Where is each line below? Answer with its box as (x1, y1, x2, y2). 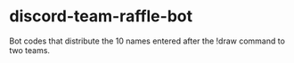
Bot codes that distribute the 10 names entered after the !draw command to (9, 35, 285, 46)
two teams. (9, 44, 51, 55)
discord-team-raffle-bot (9, 6, 193, 27)
